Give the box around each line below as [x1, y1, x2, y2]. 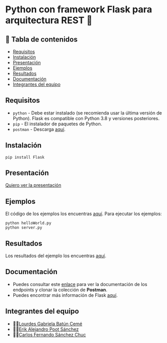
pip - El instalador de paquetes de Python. [12, 121, 102, 127]
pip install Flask [5, 155, 45, 160]
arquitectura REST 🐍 [5, 14, 93, 26]
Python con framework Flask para [5, 4, 153, 15]
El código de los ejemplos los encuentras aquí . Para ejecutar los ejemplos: [5, 211, 162, 217]
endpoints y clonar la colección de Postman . [12, 287, 108, 293]
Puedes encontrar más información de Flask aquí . [12, 292, 118, 298]
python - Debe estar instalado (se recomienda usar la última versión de [12, 109, 162, 116]
